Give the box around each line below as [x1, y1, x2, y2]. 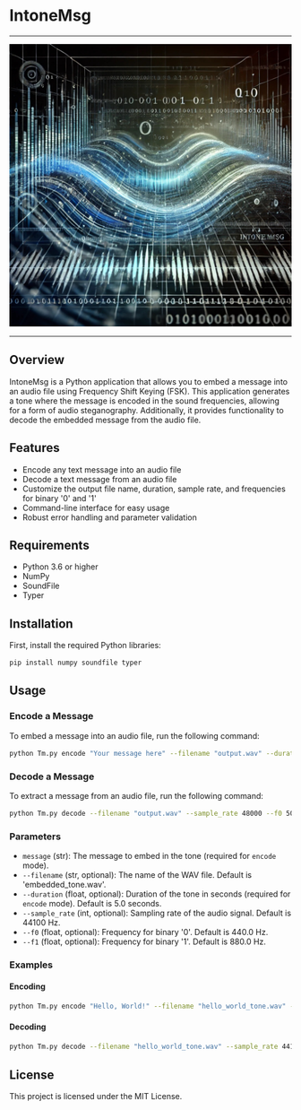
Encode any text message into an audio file [21, 464, 182, 475]
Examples [9, 958, 54, 971]
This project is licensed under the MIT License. [9, 1090, 183, 1101]
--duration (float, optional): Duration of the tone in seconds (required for [21, 889, 291, 899]
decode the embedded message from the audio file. [9, 414, 202, 425]
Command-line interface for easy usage [21, 502, 170, 513]
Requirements [9, 537, 90, 552]
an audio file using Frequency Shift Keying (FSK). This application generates [9, 386, 290, 396]
